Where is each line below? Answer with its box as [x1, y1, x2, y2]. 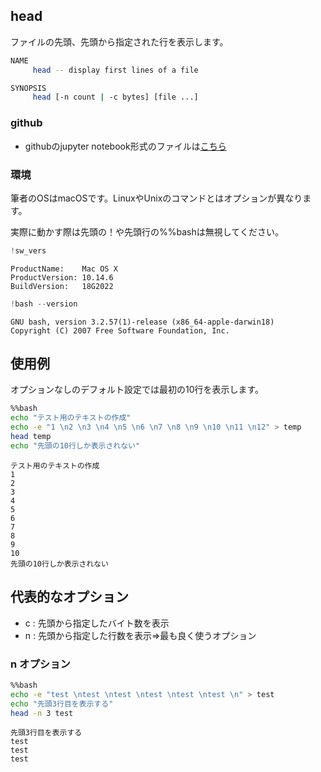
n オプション [10, 657, 71, 671]
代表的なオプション [10, 589, 129, 606]
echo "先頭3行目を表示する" [10, 699, 114, 709]
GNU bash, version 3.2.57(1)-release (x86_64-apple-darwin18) [10, 317, 275, 327]
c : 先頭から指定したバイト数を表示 [24, 617, 170, 629]
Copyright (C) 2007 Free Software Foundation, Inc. [10, 325, 230, 336]
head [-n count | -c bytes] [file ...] [32, 92, 199, 103]
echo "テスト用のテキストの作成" [10, 413, 132, 423]
